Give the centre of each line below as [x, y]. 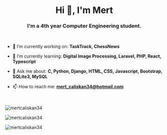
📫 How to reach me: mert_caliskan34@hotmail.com [68, 87]
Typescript [24, 62]
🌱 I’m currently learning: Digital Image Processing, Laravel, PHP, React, [87, 56]
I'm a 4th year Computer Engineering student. [84, 26]
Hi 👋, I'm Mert [84, 10]
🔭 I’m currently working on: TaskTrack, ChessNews [66, 47]
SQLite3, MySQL [30, 77]
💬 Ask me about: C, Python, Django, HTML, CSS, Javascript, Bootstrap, [88, 71]
